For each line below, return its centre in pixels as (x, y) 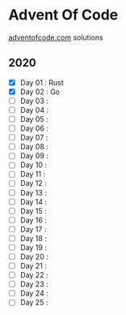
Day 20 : (34, 257)
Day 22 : (34, 275)
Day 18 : (33, 238)
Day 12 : (33, 183)
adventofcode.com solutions (56, 37)
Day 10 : (33, 165)
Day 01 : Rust (42, 82)
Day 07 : (34, 138)
